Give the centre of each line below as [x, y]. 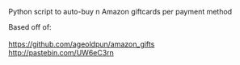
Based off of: [30, 27]
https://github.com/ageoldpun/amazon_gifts [82, 44]
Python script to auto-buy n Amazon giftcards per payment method [120, 12]
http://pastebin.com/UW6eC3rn [61, 53]
